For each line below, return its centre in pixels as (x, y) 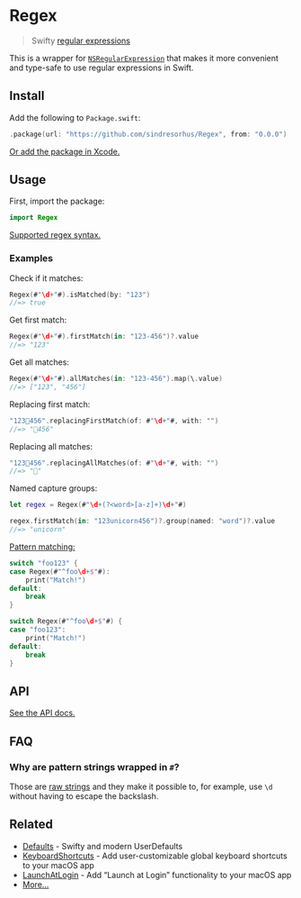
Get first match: (38, 320)
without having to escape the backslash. (84, 796)
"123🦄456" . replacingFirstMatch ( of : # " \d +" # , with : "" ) (114, 421)
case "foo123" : (38, 630)
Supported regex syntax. (55, 235)
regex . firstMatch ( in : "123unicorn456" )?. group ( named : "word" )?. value (142, 522)
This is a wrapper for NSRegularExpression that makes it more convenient (144, 58)
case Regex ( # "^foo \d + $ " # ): (60, 571)
